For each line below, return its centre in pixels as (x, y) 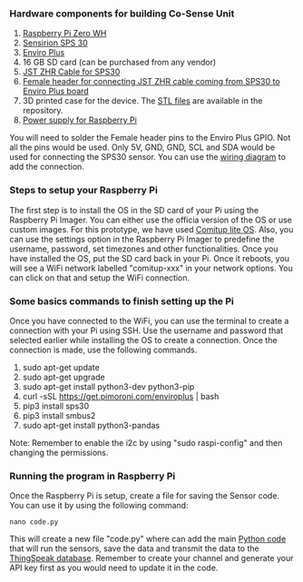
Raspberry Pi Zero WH (64, 34)
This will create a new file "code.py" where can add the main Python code (148, 539)
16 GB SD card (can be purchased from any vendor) (119, 63)
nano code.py (34, 522)
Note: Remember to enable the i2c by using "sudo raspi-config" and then (146, 442)
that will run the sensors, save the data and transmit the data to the (135, 548)
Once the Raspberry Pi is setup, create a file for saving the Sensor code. (144, 496)
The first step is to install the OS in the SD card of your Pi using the (134, 210)
